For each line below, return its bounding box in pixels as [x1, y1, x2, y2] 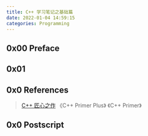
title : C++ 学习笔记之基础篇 [6, 9, 73, 15]
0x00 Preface [6, 43, 60, 53]
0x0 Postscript [6, 120, 64, 130]
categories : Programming [6, 20, 70, 26]
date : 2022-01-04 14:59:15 [6, 15, 75, 21]
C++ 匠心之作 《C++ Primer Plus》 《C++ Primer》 [21, 102, 142, 109]
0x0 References [6, 85, 69, 95]
